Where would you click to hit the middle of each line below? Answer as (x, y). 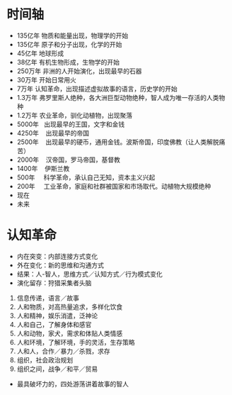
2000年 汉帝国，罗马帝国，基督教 (69, 160)
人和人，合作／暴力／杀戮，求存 (63, 351)
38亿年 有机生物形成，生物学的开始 (68, 62)
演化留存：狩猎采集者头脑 (54, 283)
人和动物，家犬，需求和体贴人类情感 (70, 333)
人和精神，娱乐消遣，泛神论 (57, 316)
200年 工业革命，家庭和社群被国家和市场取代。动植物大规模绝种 (114, 186)
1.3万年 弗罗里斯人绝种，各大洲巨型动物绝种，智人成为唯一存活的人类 (118, 97)
